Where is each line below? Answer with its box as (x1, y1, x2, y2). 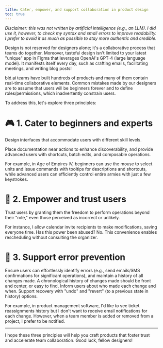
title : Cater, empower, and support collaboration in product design (5, 7, 149, 12)
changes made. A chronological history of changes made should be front (5, 278, 151, 284)
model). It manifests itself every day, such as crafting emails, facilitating (5, 60, 148, 66)
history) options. (5, 294, 38, 299)
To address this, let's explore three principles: (5, 100, 97, 105)
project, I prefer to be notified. (5, 318, 65, 324)
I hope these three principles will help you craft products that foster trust (5, 332, 150, 338)
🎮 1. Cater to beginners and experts (5, 118, 153, 129)
